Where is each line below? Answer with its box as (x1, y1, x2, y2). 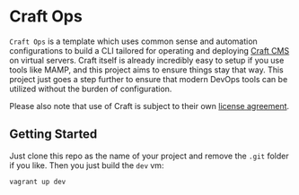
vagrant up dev (9, 177, 66, 186)
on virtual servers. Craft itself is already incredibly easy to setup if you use (9, 55, 285, 65)
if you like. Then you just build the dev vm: (9, 159, 164, 171)
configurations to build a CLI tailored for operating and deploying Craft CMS (9, 45, 290, 55)
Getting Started (9, 127, 98, 142)
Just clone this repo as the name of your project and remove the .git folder (9, 150, 289, 161)
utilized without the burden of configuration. (9, 83, 172, 94)
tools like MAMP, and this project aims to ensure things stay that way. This (9, 64, 285, 75)
